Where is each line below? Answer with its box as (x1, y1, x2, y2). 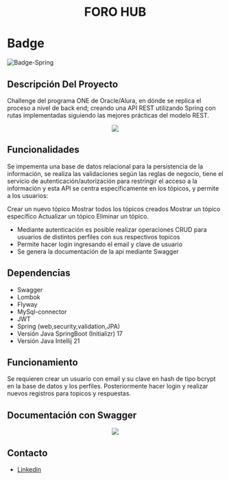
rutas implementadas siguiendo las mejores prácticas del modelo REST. (7, 111, 209, 119)
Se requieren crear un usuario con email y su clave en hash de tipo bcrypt (7, 375, 216, 383)
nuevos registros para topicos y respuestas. (7, 389, 132, 397)
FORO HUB (84, 4, 147, 20)
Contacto (7, 447, 48, 459)
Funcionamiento (7, 356, 78, 368)
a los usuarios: (7, 191, 49, 199)
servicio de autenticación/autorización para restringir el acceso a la (7, 177, 197, 185)
